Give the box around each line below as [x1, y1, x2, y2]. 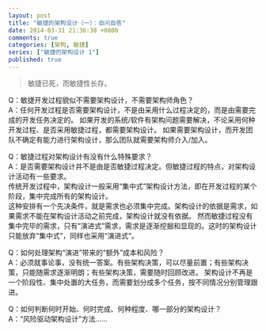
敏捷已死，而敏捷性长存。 [27, 78, 112, 88]
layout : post [8, 11, 51, 20]
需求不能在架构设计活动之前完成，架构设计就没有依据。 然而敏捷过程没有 [14, 211, 253, 220]
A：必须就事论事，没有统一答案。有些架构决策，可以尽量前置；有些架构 [8, 257, 242, 267]
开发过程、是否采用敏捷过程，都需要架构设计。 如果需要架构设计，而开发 [8, 124, 246, 135]
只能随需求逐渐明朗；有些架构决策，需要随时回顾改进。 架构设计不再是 [21, 267, 253, 277]
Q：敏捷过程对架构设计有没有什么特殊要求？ [8, 151, 153, 161]
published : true [8, 56, 62, 64]
